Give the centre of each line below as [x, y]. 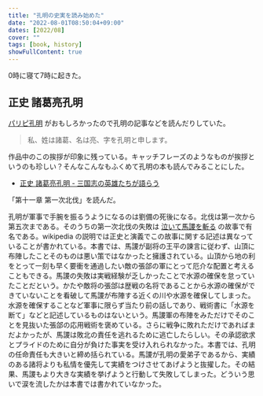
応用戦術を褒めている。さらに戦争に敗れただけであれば [159, 324]
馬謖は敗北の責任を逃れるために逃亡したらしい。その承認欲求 [156, 335]
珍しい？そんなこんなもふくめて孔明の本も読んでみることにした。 [142, 166]
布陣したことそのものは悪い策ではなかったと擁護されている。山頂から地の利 [132, 256]
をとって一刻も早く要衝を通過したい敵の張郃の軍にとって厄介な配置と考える [131, 265]
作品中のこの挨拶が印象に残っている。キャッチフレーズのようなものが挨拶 [128, 156]
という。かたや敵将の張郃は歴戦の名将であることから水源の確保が [142, 285]
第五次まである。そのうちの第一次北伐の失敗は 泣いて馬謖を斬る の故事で [127, 226]
